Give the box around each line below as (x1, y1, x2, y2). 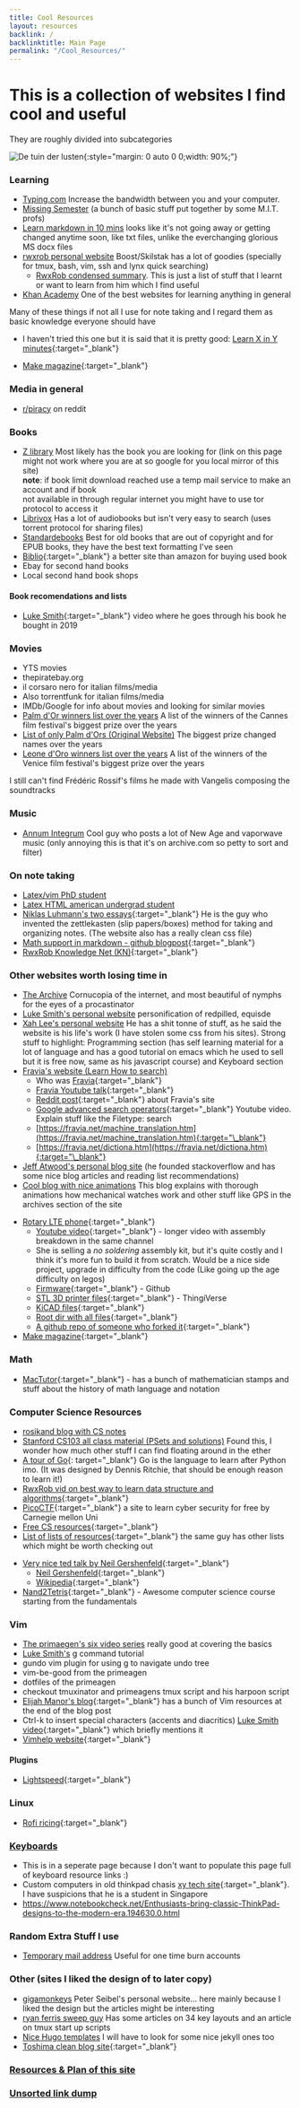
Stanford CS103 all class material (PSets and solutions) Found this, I (21, 1435, 272, 1446)
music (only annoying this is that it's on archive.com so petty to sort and (21, 837, 289, 848)
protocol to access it (21, 503, 99, 514)
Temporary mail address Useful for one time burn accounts (21, 1950, 241, 1961)
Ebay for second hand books (21, 560, 129, 571)
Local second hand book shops (21, 570, 139, 580)
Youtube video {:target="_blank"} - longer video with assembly (35, 1226, 266, 1237)
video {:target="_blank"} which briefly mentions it (21, 1724, 203, 1736)
